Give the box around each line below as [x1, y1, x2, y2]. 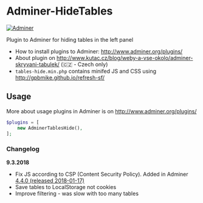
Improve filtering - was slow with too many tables [15, 190, 139, 197]
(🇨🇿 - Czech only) [60, 61, 108, 68]
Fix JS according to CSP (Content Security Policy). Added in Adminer [15, 170, 188, 178]
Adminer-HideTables [6, 4, 113, 18]
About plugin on [15, 54, 56, 61]
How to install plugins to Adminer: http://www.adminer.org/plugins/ [15, 47, 183, 55]
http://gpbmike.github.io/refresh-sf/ [15, 74, 105, 81]
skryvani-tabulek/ [15, 61, 60, 68]
